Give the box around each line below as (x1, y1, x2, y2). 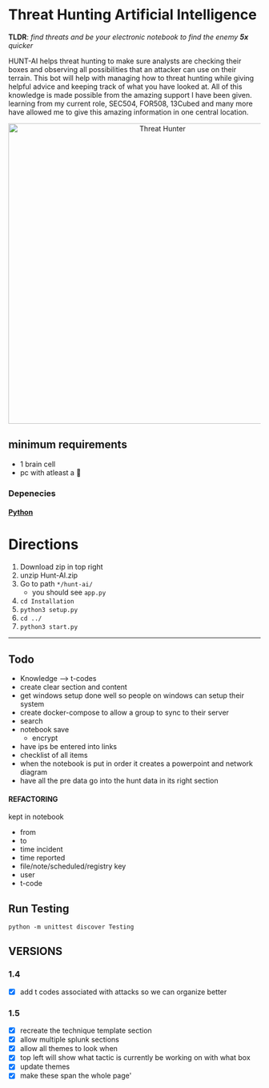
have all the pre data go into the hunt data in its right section (19, 776, 219, 786)
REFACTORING (8, 794, 58, 804)
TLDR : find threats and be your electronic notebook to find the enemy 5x (8, 32, 249, 42)
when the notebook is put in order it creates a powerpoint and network (19, 759, 254, 768)
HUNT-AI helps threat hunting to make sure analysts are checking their (8, 56, 242, 66)
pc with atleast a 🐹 (19, 467, 82, 478)
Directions (8, 535, 78, 554)
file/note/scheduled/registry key (19, 861, 126, 871)
